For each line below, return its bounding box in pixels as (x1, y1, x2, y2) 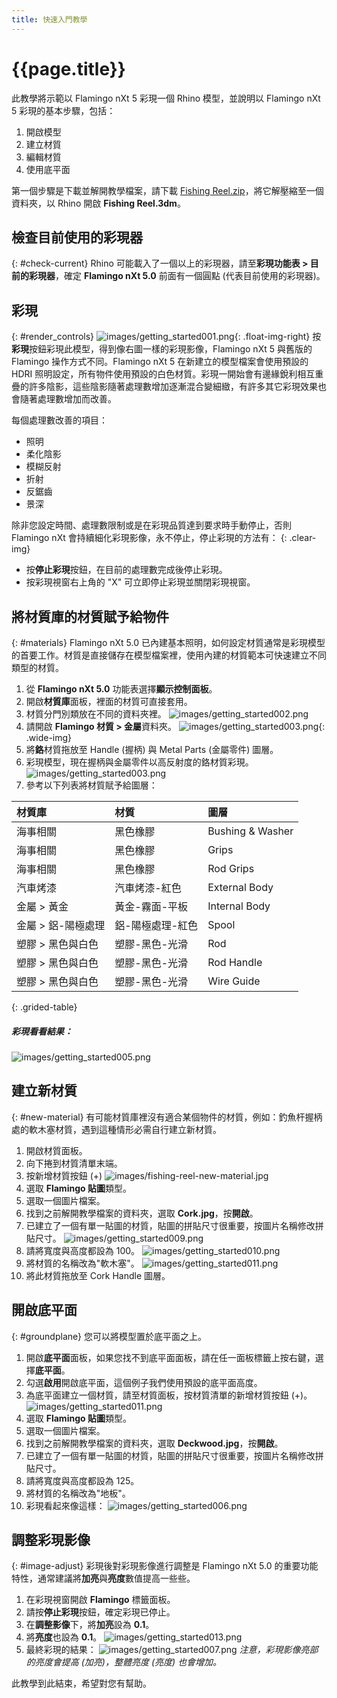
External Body (207, 881, 274, 894)
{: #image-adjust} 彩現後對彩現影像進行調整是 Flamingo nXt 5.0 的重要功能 (11, 1560, 319, 1572)
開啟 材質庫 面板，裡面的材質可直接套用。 (25, 696, 193, 707)
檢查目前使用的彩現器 (11, 229, 143, 246)
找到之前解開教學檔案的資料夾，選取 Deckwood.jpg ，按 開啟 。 (25, 1437, 284, 1449)
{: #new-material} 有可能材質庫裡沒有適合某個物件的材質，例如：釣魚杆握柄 (11, 1111, 323, 1123)
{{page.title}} (11, 57, 126, 80)
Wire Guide (207, 974, 261, 988)
